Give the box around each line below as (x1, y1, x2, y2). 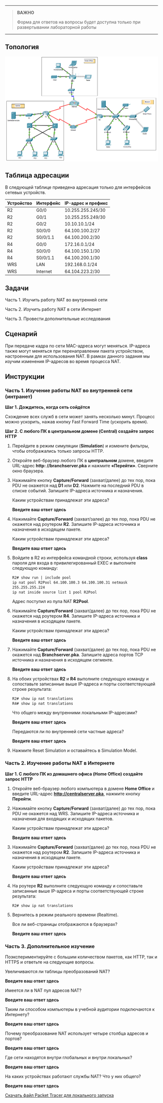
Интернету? (5, 1012, 30, 1018)
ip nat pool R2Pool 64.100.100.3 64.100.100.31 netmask (12, 580, 128, 585)
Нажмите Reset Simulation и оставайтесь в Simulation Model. (12, 747, 137, 754)
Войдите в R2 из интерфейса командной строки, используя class (12, 555, 148, 561)
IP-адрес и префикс (65, 201, 108, 206)
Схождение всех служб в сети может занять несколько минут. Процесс (5, 414, 155, 420)
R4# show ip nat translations (12, 701, 74, 706)
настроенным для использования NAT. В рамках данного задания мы (5, 353, 150, 359)
